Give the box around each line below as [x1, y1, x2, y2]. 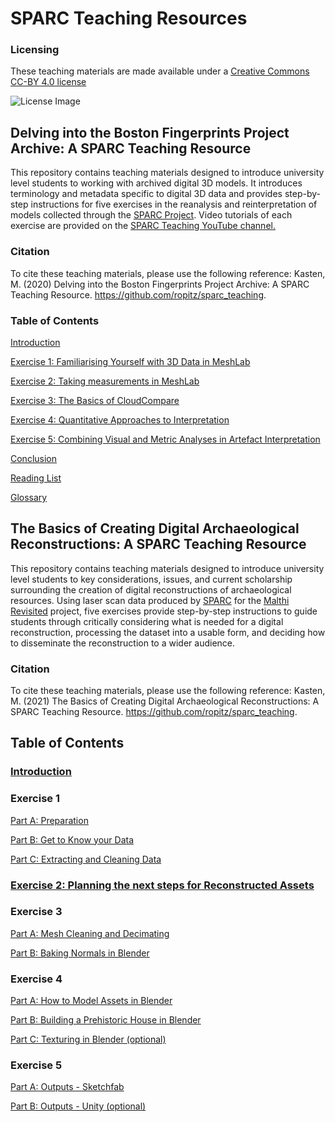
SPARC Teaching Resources [10, 7, 248, 30]
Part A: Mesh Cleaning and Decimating [10, 927, 170, 939]
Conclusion [10, 452, 58, 464]
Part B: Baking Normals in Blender [10, 947, 150, 959]
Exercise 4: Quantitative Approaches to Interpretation [10, 413, 230, 426]
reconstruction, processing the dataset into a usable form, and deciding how [10, 626, 326, 638]
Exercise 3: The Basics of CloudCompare [10, 394, 180, 406]
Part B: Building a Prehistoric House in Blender [10, 1014, 202, 1026]
